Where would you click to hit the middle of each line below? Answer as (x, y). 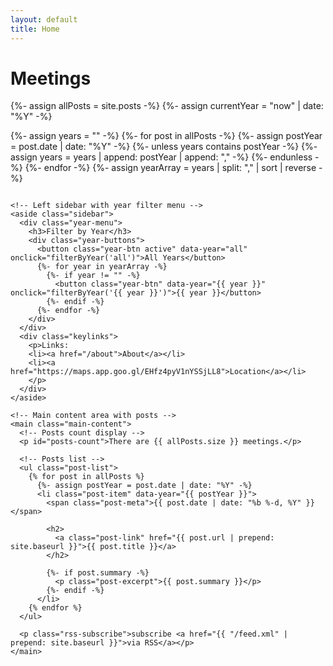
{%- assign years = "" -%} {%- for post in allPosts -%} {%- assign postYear (166, 136)
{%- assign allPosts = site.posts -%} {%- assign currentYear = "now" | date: (167, 106)
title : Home (35, 29)
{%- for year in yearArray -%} (102, 267)
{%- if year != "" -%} (93, 276)
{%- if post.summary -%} (98, 573)
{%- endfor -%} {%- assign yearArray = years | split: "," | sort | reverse (170, 168)
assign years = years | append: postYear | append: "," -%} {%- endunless (161, 157)
